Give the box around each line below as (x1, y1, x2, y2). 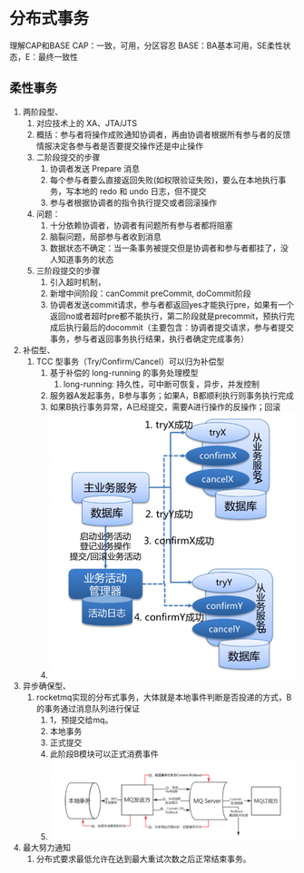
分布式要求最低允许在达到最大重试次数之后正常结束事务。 (35, 853, 251, 864)
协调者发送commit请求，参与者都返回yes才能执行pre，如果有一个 (49, 299, 295, 309)
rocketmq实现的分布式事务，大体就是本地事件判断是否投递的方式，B (35, 692, 292, 702)
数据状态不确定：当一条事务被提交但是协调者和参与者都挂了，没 (49, 242, 289, 253)
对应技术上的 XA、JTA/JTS (35, 117, 138, 128)
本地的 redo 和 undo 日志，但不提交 (74, 185, 207, 196)
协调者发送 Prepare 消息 (49, 162, 141, 173)
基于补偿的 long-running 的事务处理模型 (49, 367, 199, 378)
